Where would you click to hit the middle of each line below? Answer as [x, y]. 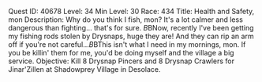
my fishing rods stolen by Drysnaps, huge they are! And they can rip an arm [131, 36]
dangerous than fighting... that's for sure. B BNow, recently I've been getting [131, 28]
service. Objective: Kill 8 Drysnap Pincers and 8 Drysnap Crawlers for [122, 61]
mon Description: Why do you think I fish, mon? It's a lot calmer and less [125, 20]
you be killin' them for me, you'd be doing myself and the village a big [121, 53]
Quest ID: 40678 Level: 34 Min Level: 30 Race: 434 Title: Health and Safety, [131, 11]
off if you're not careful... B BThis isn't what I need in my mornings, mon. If [127, 45]
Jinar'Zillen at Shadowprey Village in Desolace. [84, 69]
